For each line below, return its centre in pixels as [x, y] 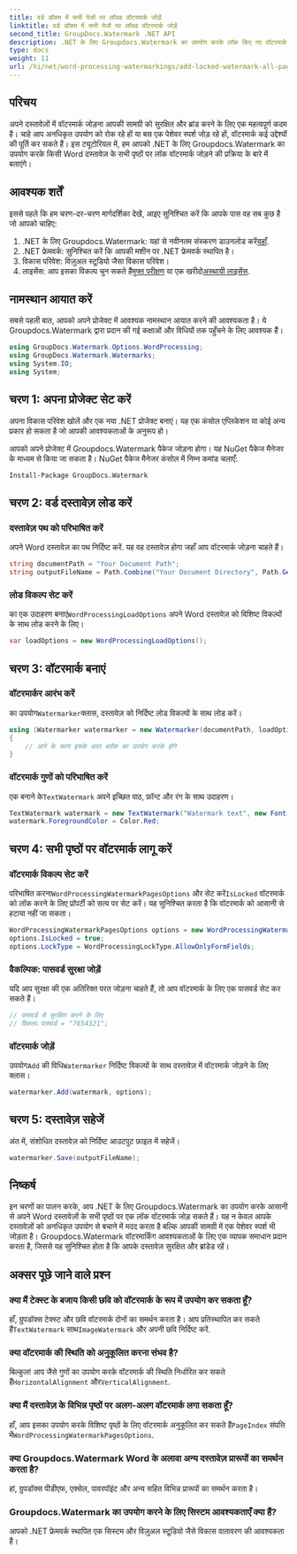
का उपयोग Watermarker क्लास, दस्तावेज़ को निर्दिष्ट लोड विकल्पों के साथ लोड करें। [126, 712]
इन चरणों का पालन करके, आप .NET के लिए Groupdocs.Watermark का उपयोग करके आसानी [148, 1207]
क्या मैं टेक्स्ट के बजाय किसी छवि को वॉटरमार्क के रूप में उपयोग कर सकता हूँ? [131, 1300]
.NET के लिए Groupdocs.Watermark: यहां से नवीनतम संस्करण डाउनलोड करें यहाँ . [145, 241]
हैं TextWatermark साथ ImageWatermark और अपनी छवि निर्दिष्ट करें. [110, 1329]
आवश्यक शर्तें [36, 192]
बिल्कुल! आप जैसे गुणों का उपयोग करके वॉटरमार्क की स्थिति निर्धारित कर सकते [117, 1372]
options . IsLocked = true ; [57, 938]
